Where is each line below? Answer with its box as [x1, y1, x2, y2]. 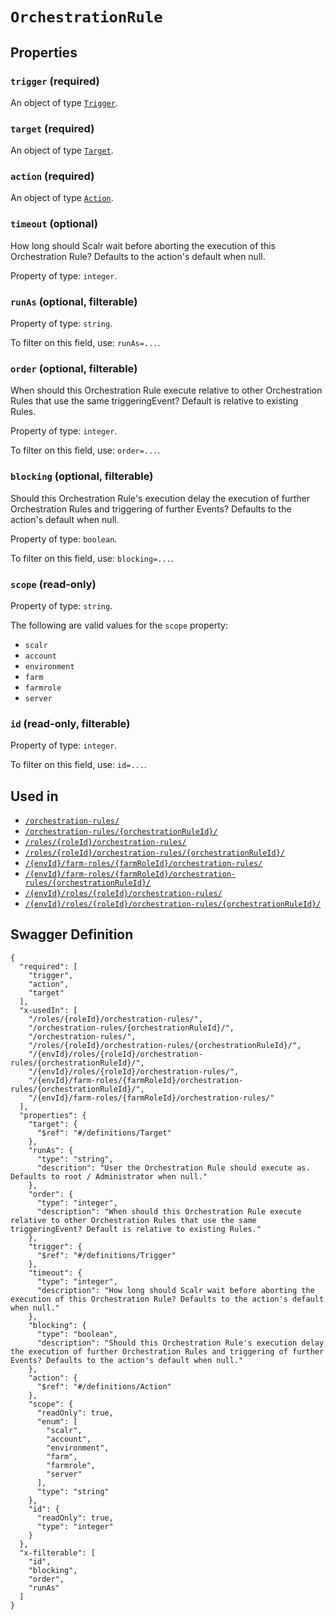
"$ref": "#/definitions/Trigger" [36, 1250, 177, 1260]
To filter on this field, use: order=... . [10, 444, 161, 457]
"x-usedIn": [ [19, 1005, 78, 1015]
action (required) [10, 169, 95, 183]
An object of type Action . [10, 192, 114, 204]
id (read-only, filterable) [10, 716, 131, 730]
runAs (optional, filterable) [10, 294, 138, 308]
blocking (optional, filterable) [10, 469, 154, 483]
